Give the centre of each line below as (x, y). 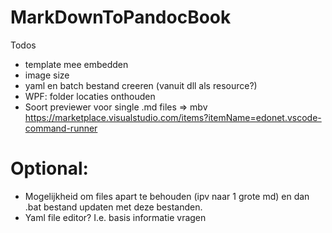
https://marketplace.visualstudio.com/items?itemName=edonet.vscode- (173, 117)
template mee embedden (76, 64)
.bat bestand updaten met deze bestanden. (113, 207)
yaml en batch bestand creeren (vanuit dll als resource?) (141, 85)
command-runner (61, 128)
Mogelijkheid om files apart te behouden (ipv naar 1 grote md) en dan (167, 196)
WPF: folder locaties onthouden (90, 96)
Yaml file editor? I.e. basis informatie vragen (115, 217)
